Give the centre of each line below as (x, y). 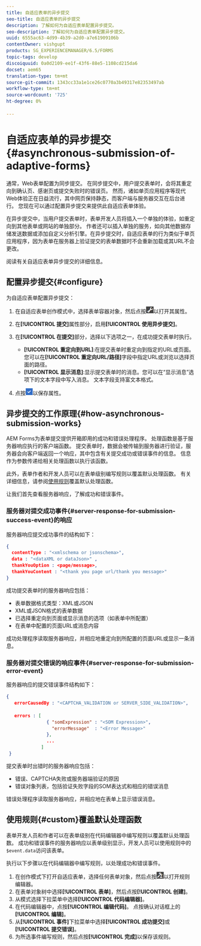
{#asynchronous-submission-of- (91, 153)
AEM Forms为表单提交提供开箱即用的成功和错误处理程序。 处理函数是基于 (97, 439)
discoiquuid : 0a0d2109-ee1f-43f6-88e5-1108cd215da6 (72, 63)
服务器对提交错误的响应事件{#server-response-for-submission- (100, 663)
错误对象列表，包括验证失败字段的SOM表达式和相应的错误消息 (92, 786)
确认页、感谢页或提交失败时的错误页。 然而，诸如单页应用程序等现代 (101, 191)
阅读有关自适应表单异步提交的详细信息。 (56, 261)
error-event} (25, 670)
